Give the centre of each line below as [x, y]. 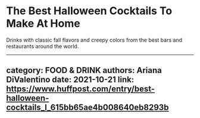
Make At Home [43, 23]
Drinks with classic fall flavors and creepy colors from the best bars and [94, 40]
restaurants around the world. [43, 46]
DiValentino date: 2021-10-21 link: [70, 80]
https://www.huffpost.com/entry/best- [81, 89]
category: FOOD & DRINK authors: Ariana [84, 70]
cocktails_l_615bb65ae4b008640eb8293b [87, 108]
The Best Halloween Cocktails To [89, 11]
